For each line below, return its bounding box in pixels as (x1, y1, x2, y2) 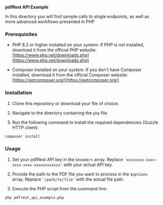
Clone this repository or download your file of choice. (12, 100, 119, 106)
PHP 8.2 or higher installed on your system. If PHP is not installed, (12, 42, 145, 48)
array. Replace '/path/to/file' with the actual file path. (12, 176, 125, 182)
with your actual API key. (63, 162, 113, 168)
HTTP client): (12, 124, 39, 130)
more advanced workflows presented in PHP (5, 19, 95, 24)
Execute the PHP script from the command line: (12, 186, 108, 191)
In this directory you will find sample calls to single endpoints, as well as (5, 14, 149, 19)
